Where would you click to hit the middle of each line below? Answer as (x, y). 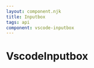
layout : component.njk (34, 11)
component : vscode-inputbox (40, 28)
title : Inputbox (26, 17)
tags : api (18, 22)
